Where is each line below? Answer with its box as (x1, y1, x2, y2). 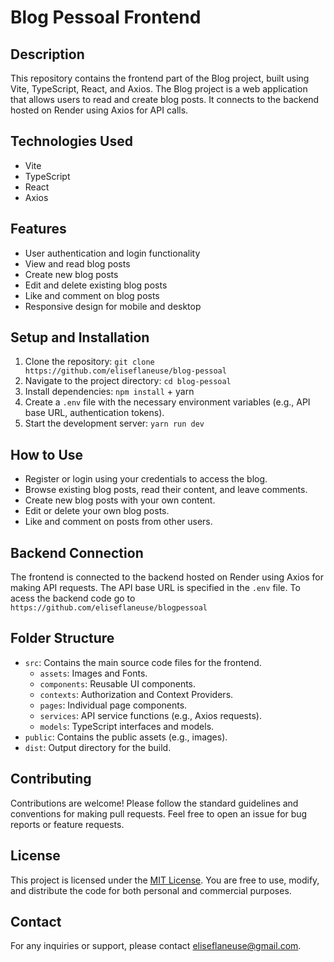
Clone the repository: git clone (24, 356, 155, 368)
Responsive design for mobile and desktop (24, 300, 202, 312)
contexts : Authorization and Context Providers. (39, 688, 234, 700)
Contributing (10, 771, 92, 788)
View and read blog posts (24, 257, 131, 270)
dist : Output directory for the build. (24, 741, 172, 753)
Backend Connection (10, 544, 144, 561)
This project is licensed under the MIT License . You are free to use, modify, (10, 874, 320, 886)
